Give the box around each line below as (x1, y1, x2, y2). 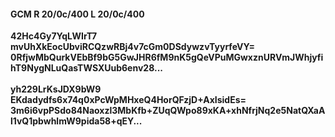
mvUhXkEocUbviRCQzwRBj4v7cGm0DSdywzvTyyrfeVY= (10, 41, 255, 53)
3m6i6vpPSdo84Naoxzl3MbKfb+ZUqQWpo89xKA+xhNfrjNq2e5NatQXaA (10, 105, 326, 117)
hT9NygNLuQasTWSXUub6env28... (10, 62, 163, 74)
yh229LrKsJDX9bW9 (10, 83, 102, 95)
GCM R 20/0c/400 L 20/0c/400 (10, 8, 145, 20)
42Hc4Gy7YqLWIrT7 (10, 30, 98, 42)
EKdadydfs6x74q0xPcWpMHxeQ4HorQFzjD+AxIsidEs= (10, 94, 247, 106)
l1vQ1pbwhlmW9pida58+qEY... (10, 115, 143, 127)
